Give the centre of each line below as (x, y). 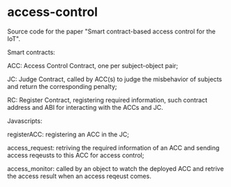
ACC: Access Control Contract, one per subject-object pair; (93, 65)
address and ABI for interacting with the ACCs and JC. (85, 107)
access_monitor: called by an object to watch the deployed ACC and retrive (116, 168)
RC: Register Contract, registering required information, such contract (107, 100)
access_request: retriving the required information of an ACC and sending (113, 147)
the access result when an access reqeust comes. (79, 176)
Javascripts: (25, 121)
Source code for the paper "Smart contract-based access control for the (112, 31)
